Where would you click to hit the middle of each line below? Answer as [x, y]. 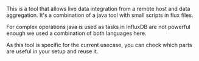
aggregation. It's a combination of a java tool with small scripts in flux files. [100, 15]
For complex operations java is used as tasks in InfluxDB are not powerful [98, 27]
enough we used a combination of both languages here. [76, 33]
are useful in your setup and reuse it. [52, 51]
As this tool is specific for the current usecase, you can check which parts [99, 45]
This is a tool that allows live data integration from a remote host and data [98, 9]
